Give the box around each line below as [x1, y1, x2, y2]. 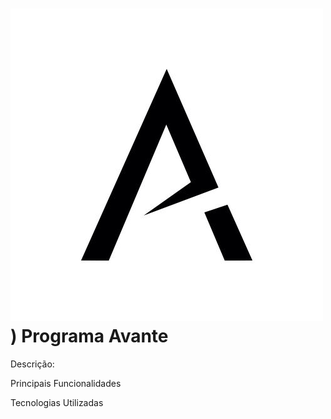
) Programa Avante [10, 325, 169, 348]
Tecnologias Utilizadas [10, 396, 104, 408]
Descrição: [10, 358, 55, 370]
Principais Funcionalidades [10, 377, 122, 389]
